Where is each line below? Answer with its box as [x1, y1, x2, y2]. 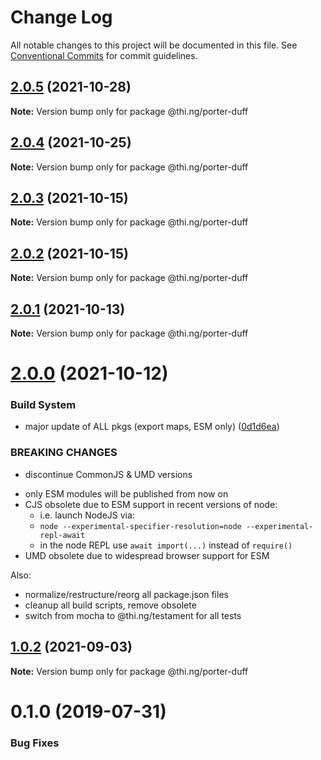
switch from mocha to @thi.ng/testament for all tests [24, 609, 242, 621]
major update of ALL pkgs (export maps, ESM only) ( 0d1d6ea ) [24, 421, 280, 433]
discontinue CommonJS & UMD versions [24, 468, 193, 480]
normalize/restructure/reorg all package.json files [24, 588, 229, 600]
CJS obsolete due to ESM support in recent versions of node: [24, 498, 278, 510]
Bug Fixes [10, 736, 60, 750]
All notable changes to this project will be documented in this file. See [10, 39, 298, 51]
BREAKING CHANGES [10, 446, 118, 460]
